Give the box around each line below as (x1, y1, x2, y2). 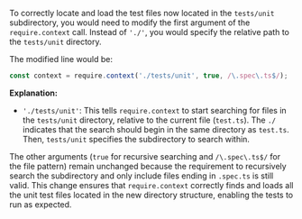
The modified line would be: (9, 54, 113, 64)
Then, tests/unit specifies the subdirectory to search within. (22, 133, 251, 144)
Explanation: (9, 87, 59, 98)
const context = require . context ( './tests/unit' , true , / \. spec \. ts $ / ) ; (9, 71, 288, 80)
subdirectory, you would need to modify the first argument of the (9, 17, 251, 28)
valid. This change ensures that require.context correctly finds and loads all (9, 179, 294, 190)
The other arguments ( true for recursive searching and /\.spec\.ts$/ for (9, 151, 281, 161)
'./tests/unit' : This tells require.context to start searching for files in (22, 105, 287, 115)
